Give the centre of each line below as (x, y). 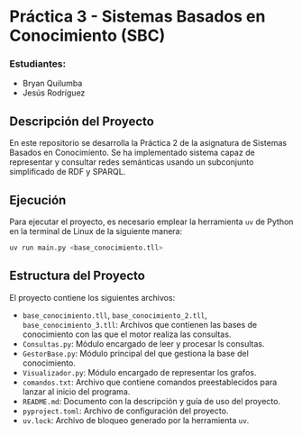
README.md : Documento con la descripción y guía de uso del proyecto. (151, 401)
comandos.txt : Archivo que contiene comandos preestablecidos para (150, 382)
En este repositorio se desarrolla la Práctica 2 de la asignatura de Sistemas (148, 143)
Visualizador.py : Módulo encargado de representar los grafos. (139, 372)
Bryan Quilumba (52, 84)
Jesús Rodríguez (54, 93)
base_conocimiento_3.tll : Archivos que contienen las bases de (140, 324)
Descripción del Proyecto (82, 121)
